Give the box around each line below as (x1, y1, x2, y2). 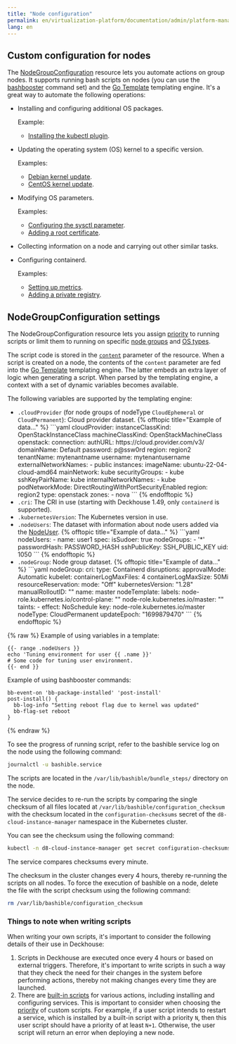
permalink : (7, 17, 39, 24)
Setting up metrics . (27, 283, 84, 292)
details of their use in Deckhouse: (7, 940, 105, 948)
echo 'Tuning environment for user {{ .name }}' (7, 651, 152, 658)
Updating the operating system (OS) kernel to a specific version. (17, 145, 204, 154)
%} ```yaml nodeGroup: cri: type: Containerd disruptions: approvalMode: (17, 565, 226, 573)
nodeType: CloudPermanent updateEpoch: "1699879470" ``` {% (17, 610, 202, 619)
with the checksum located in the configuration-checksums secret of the (7, 809, 216, 818)
